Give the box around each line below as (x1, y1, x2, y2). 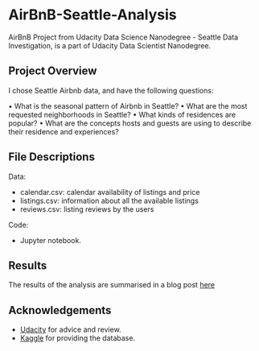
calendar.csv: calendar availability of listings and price (19, 187, 200, 196)
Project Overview (8, 64, 97, 78)
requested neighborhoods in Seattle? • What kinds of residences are (8, 109, 236, 119)
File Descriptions (8, 151, 95, 164)
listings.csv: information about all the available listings (19, 196, 199, 205)
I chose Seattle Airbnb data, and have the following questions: (8, 85, 214, 95)
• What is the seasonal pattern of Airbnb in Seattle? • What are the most (8, 101, 248, 110)
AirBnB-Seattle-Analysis (8, 6, 177, 24)
